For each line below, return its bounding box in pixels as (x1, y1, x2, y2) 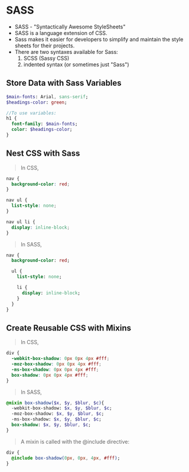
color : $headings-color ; (11, 127, 73, 133)
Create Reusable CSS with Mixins (6, 323, 132, 333)
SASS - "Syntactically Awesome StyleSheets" (14, 23, 126, 30)
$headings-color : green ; (6, 99, 67, 105)
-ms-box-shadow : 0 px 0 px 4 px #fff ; (11, 367, 99, 373)
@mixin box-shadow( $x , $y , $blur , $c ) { (6, 400, 105, 406)
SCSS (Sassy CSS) (23, 54, 70, 62)
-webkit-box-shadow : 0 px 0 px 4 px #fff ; (11, 356, 110, 362)
